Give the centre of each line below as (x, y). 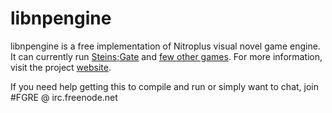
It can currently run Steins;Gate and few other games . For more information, (166, 56)
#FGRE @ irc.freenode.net (64, 97)
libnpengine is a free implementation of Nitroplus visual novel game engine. (165, 46)
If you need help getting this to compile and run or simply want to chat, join (164, 86)
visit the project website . (61, 67)
